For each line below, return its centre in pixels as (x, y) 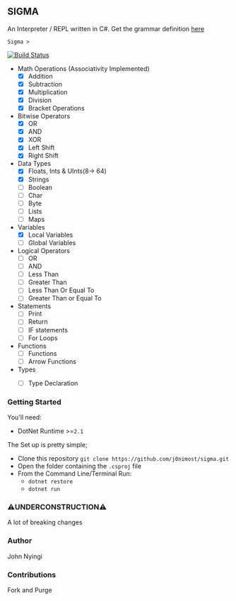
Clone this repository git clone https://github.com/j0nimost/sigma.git (123, 459)
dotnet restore (50, 482)
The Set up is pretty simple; (47, 445)
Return (38, 322)
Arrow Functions (52, 361)
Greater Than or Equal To (65, 298)
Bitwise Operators (44, 116)
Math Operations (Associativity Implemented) (83, 68)
